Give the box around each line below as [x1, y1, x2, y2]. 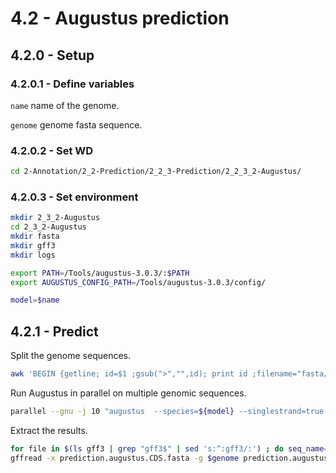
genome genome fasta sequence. [10, 118, 143, 131]
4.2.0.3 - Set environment [10, 190, 139, 204]
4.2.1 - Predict [10, 323, 99, 340]
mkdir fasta [10, 232, 60, 242]
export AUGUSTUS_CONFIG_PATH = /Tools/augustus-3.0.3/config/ [10, 277, 267, 287]
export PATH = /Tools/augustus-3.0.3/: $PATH [10, 268, 190, 278]
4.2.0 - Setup [10, 47, 95, 64]
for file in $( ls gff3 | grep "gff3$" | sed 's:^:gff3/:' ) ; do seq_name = [10, 443, 329, 454]
